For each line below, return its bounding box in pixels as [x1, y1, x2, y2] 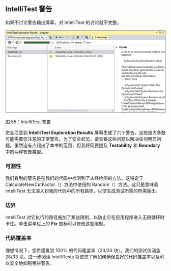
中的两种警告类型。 [5, 148, 46, 154]
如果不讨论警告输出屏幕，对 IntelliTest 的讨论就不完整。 [5, 19, 122, 25]
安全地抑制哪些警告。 [9, 260, 54, 266]
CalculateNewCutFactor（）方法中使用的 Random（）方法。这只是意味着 [5, 181, 159, 187]
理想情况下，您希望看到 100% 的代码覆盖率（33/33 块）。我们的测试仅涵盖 [5, 247, 161, 253]
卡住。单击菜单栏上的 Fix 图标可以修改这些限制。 [5, 221, 108, 227]
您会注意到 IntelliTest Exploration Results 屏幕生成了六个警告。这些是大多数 [5, 129, 166, 135]
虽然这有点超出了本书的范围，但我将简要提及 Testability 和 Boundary [14, 142, 160, 148]
